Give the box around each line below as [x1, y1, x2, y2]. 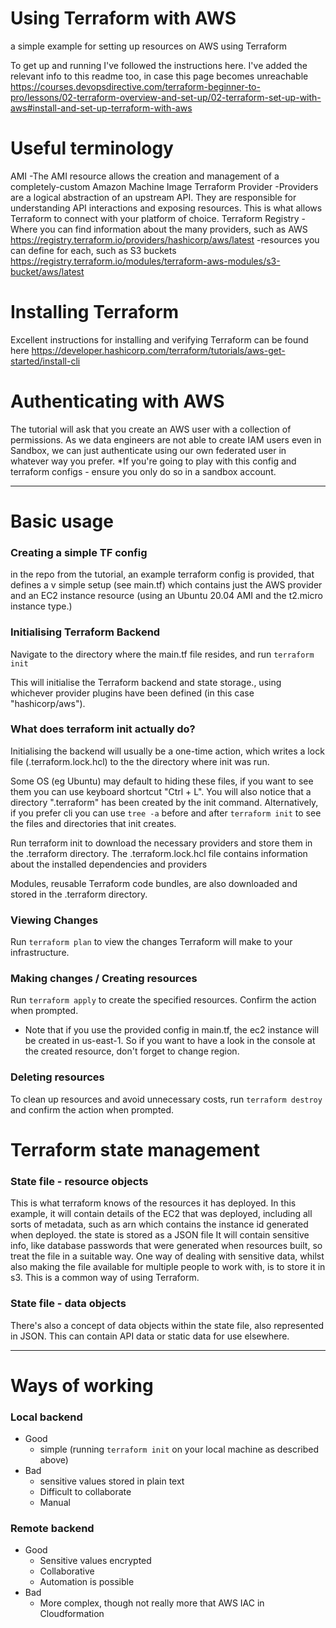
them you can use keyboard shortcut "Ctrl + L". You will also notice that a [10, 785, 312, 797]
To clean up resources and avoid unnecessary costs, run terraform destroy [10, 1093, 323, 1105]
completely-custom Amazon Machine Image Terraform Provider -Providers [10, 180, 319, 192]
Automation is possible [39, 1576, 135, 1588]
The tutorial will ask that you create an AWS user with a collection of [10, 423, 292, 435]
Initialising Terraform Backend [10, 625, 161, 639]
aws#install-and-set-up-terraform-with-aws [10, 102, 193, 114]
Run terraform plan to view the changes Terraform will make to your [10, 936, 293, 948]
